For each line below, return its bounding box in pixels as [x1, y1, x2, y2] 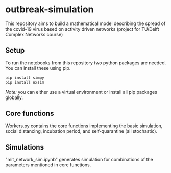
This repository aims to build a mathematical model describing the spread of [5, 20, 166, 27]
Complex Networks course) [5, 31, 63, 37]
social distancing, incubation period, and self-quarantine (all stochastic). [5, 128, 157, 134]
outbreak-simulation [5, 4, 94, 15]
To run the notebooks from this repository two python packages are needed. [5, 60, 166, 66]
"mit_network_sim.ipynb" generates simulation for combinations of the [5, 157, 153, 163]
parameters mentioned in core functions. [5, 162, 91, 168]
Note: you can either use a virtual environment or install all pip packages [5, 89, 157, 95]
